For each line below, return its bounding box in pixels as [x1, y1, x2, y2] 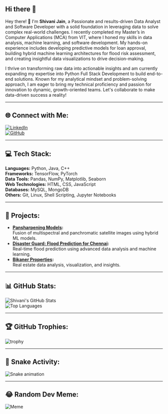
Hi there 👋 [5, 5, 36, 14]
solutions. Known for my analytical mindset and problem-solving [14, 76, 147, 82]
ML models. [12, 235, 37, 241]
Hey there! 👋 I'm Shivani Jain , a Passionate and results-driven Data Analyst [5, 18, 161, 24]
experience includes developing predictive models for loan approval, [5, 45, 146, 51]
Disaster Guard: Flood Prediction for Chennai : [12, 241, 109, 247]
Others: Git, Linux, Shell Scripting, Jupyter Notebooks [5, 192, 116, 198]
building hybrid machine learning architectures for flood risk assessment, [5, 50, 156, 56]
